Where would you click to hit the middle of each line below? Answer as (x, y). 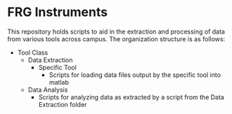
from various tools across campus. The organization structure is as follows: (116, 38)
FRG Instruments (57, 12)
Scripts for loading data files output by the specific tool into (135, 75)
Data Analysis (48, 90)
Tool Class (33, 52)
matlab (59, 82)
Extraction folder (63, 104)
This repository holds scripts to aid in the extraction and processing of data (116, 31)
